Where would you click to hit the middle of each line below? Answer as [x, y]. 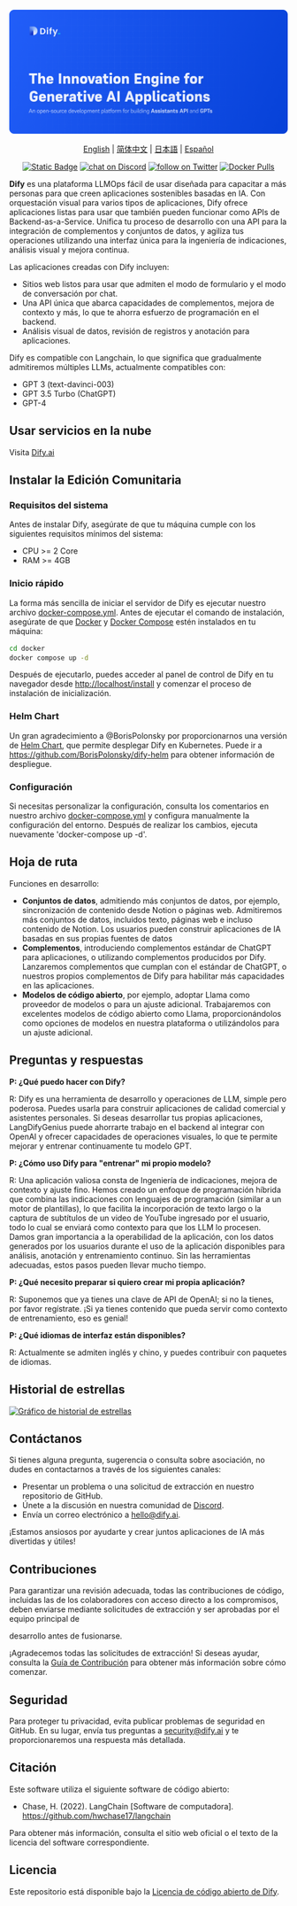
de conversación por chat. [70, 293]
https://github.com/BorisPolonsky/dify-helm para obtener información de [142, 755]
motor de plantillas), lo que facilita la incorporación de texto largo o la [135, 1208]
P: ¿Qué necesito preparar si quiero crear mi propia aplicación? [127, 1282]
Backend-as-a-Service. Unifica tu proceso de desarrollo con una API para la [148, 221]
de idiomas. [30, 1361]
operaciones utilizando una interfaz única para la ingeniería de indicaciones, [148, 240]
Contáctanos [46, 1439]
